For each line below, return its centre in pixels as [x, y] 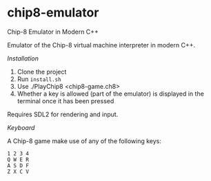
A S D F [18, 166]
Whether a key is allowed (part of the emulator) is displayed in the [111, 94]
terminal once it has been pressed [66, 100]
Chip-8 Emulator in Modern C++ [53, 32]
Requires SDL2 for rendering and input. [63, 114]
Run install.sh [39, 79]
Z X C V [18, 171]
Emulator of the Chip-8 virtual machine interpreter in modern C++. [101, 45]
